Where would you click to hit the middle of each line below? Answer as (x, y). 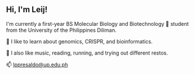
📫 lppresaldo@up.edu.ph (37, 65)
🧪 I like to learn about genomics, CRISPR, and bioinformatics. (79, 41)
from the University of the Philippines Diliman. (61, 30)
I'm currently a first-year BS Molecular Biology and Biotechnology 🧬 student (97, 23)
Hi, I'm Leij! (27, 10)
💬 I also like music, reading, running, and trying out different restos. (87, 53)
